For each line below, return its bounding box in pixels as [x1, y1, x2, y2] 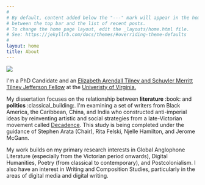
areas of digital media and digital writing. [6, 172, 109, 179]
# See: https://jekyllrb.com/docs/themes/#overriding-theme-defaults [6, 32, 187, 38]
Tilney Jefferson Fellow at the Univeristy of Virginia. [6, 83, 137, 90]
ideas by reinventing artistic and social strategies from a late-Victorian [6, 114, 182, 122]
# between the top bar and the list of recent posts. [6, 20, 146, 26]
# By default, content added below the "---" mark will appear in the [6, 15, 190, 21]
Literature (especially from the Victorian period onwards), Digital [6, 152, 168, 159]
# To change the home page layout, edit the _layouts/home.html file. [6, 26, 190, 32]
